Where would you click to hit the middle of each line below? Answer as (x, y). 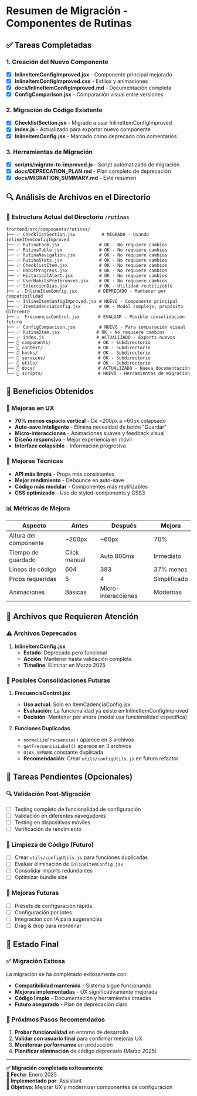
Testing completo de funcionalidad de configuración (78, 809)
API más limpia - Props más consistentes (64, 474)
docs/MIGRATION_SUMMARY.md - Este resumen (75, 178)
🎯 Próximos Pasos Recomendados (56, 1020)
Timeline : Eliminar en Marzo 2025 (64, 665)
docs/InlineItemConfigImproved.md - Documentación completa (93, 88)
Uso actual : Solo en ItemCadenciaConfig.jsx (77, 704)
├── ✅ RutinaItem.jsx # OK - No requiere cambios (86, 332)
